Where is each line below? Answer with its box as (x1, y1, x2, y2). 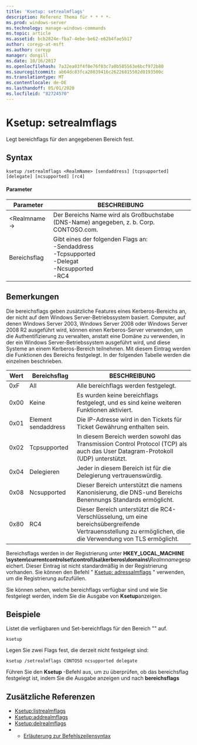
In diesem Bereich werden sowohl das (76, 432, 182, 441)
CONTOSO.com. (53, 225, 98, 233)
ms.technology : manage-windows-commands (6, 25, 107, 31)
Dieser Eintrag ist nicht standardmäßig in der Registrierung (26, 562, 168, 569)
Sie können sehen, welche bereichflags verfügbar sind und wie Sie (6, 586, 168, 593)
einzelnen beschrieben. (6, 357, 63, 365)
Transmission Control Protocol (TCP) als (76, 439, 188, 448)
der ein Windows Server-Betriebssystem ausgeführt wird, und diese (6, 339, 171, 346)
